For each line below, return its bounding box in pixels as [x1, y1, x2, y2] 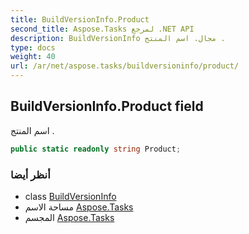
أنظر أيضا [10, 167, 51, 181]
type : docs [10, 42, 56, 53]
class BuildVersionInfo [24, 190, 117, 202]
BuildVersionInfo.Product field [10, 98, 204, 115]
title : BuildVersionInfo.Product [10, 14, 150, 25]
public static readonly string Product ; [10, 144, 182, 154]
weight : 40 [10, 52, 56, 62]
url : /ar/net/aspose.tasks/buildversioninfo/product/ [10, 61, 240, 71]
